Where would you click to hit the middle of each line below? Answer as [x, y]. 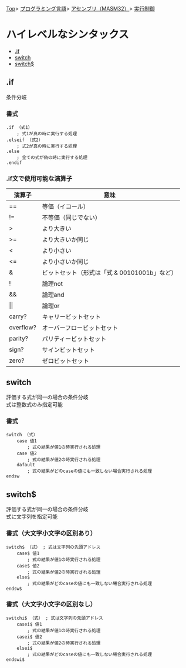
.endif [14, 163]
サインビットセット [68, 350]
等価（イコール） [65, 206]
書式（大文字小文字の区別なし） [51, 604]
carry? [18, 316]
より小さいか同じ [65, 262]
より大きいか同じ [65, 240]
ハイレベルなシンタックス [67, 35]
